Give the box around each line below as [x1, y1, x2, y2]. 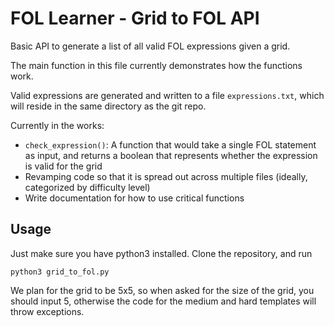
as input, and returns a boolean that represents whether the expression [24, 149, 318, 161]
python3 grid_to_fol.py [10, 267, 110, 277]
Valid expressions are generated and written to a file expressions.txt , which [10, 89, 325, 101]
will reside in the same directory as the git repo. [10, 100, 207, 112]
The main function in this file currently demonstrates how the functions [10, 59, 303, 71]
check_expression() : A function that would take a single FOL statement [24, 138, 317, 151]
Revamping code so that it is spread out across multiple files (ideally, [24, 170, 308, 182]
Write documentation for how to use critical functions [24, 192, 245, 204]
